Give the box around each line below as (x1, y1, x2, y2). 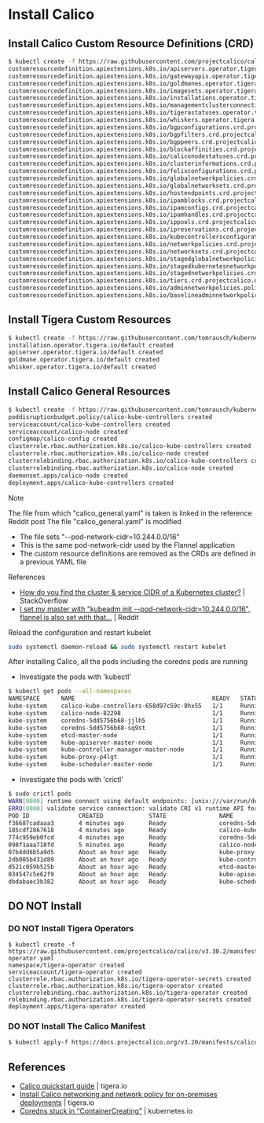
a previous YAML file (19, 556, 87, 567)
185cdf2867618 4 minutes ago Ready (8, 827, 167, 835)
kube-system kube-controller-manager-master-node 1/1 (8, 746, 223, 754)
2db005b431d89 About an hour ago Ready (8, 855, 167, 864)
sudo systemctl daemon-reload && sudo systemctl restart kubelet (8, 643, 226, 651)
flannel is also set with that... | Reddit (19, 612, 139, 622)
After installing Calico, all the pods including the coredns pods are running (8, 657, 248, 666)
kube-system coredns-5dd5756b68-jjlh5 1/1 (8, 717, 223, 725)
